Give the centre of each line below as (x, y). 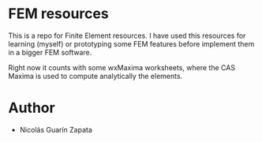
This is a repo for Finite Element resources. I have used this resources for (127, 35)
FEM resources (58, 14)
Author (32, 108)
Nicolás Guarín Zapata (56, 129)
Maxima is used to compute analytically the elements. (95, 76)
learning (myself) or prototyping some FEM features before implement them (131, 43)
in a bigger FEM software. (50, 52)
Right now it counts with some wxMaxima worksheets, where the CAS (122, 67)
